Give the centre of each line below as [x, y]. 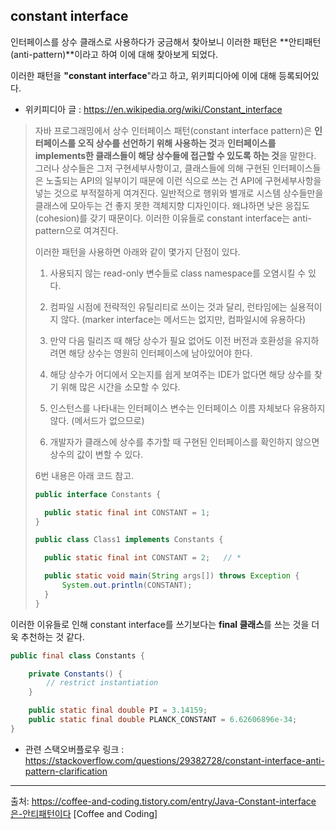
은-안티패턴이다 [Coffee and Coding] [84, 813]
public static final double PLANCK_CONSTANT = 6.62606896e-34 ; [163, 720]
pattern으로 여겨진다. [76, 230]
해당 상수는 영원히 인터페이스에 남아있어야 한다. [160, 353]
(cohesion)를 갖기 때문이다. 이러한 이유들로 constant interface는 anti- [173, 218]
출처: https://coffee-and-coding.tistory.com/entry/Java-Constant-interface [163, 801]
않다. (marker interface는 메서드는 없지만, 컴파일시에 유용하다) [183, 319]
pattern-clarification [66, 771]
